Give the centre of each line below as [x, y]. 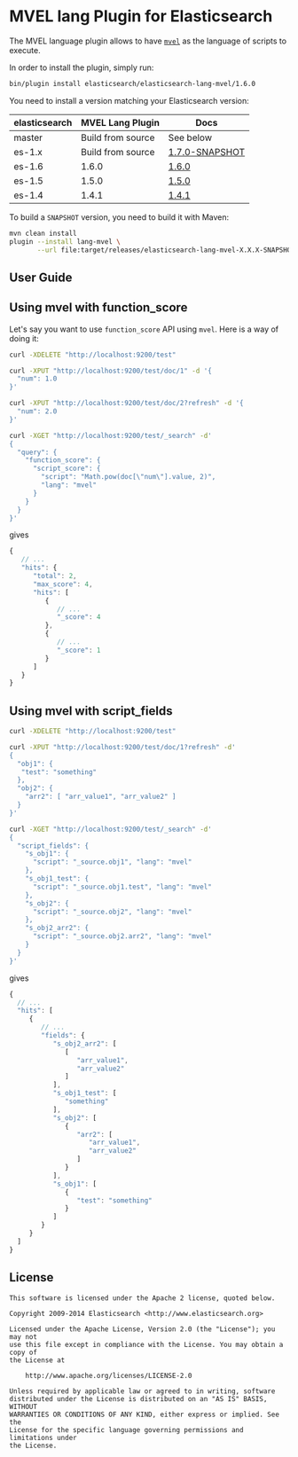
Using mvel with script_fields [91, 711]
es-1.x [28, 152]
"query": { [37, 452]
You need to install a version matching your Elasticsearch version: [129, 100]
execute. [25, 50]
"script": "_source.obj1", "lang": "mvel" [112, 862]
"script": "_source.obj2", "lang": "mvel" [112, 912]
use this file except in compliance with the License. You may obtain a [146, 1344]
